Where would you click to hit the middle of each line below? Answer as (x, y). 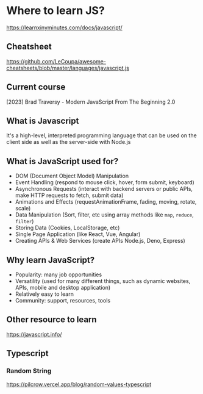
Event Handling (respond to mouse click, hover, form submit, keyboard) (105, 182)
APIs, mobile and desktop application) (63, 288)
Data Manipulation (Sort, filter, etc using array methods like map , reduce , (104, 215)
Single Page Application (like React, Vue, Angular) (78, 234)
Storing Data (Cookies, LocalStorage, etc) (67, 228)
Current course (36, 87)
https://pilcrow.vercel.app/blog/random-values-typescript (79, 384)
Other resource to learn (52, 320)
